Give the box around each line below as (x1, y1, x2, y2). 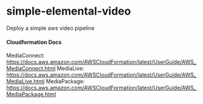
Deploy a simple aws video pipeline (6, 24, 95, 32)
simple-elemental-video (6, 4, 131, 18)
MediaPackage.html (6, 91, 57, 98)
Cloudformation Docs (6, 38, 62, 46)
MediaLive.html (6, 78, 45, 85)
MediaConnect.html (6, 65, 56, 72)
